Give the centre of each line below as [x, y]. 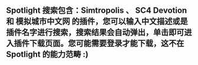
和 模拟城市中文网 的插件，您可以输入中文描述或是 [97, 21]
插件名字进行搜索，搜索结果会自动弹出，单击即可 [95, 32]
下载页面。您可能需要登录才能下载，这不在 [107, 44]
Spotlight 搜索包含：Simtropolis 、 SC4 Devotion [97, 11]
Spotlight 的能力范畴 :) [47, 54]
